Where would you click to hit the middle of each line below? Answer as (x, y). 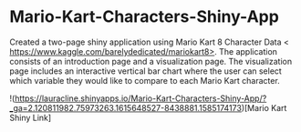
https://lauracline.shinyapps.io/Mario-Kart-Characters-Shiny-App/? (141, 98)
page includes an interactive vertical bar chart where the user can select (146, 71)
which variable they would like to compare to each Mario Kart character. (145, 80)
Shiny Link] (31, 117)
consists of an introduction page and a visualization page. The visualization (151, 61)
